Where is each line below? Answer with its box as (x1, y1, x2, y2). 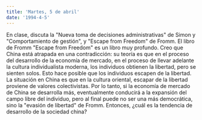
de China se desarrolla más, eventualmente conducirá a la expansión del (6, 89, 187, 96)
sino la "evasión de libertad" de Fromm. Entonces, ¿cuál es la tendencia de (6, 101, 192, 109)
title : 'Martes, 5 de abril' (6, 8, 80, 15)
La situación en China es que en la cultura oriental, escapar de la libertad (6, 76, 189, 83)
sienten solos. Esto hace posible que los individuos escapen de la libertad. (6, 69, 192, 77)
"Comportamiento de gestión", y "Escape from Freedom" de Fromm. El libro (6, 37, 195, 45)
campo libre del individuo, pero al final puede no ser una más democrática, (6, 95, 193, 103)
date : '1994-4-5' (6, 14, 50, 21)
